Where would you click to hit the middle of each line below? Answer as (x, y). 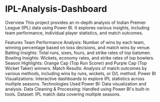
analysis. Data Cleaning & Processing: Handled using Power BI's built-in (77, 89)
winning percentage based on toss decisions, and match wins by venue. (78, 47)
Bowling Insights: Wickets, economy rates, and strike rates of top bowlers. (80, 58)
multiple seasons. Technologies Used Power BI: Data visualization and (76, 83)
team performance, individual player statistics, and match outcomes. (74, 33)
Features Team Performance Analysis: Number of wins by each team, (75, 42)
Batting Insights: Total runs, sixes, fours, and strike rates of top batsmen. (78, 53)
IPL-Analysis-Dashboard (56, 9)
